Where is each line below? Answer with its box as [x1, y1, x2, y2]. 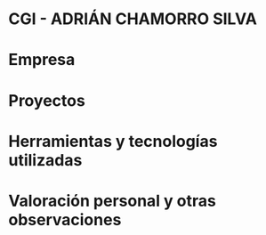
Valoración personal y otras [8, 190, 217, 211]
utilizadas [8, 150, 83, 170]
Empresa [8, 50, 76, 70]
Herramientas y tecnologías [8, 131, 218, 151]
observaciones [8, 209, 122, 230]
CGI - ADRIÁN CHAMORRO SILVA [8, 9, 257, 29]
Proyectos [8, 90, 85, 110]
